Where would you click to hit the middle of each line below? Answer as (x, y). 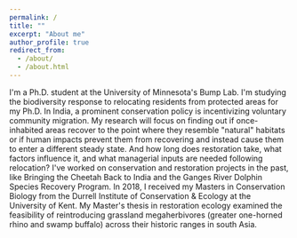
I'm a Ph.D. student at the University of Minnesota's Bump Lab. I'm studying (148, 92)
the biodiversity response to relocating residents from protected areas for (144, 101)
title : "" (28, 26)
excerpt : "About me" (48, 34)
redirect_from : (37, 51)
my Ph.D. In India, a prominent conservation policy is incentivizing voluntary (148, 111)
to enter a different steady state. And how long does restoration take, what (145, 148)
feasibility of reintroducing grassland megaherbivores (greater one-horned (146, 215)
